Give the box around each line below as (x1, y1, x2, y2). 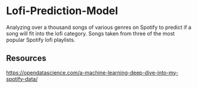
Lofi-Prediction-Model (6, 4, 119, 18)
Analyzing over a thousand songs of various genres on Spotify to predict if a (6, 24, 192, 31)
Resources (6, 53, 47, 63)
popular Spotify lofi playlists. (6, 36, 75, 43)
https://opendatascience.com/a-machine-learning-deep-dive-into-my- (6, 69, 179, 76)
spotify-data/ (6, 75, 38, 82)
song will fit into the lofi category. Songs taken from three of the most (6, 30, 175, 37)
